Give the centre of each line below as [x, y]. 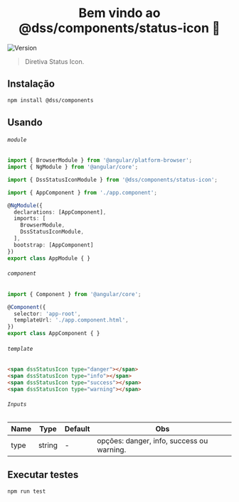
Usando [25, 122]
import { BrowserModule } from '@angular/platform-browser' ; [100, 160]
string [48, 445]
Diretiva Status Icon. [54, 61]
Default [77, 429]
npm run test [27, 491]
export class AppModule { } [49, 258]
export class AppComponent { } [54, 334]
